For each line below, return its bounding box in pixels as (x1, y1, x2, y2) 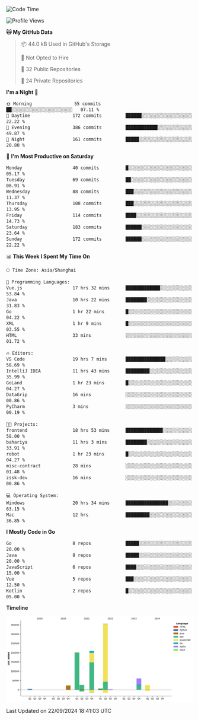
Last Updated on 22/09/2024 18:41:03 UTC (6, 707, 111, 714)
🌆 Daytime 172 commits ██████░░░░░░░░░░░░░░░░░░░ (6, 113, 193, 119)
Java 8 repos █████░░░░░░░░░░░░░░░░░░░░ (6, 552, 193, 558)
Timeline (6, 604, 28, 611)
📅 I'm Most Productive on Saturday (6, 153, 94, 160)
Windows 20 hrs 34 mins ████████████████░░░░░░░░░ (6, 500, 193, 506)
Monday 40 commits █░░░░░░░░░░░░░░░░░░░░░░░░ (6, 165, 193, 171)
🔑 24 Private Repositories (20, 77, 83, 84)
